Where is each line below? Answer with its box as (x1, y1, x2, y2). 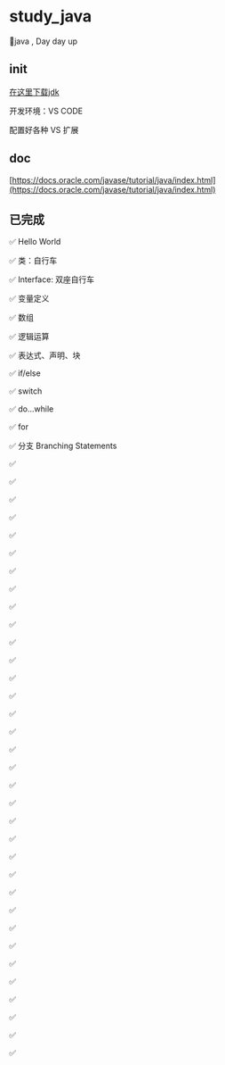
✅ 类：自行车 (9, 255, 58, 266)
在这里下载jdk (9, 87, 60, 97)
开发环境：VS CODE (9, 105, 84, 116)
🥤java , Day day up (9, 36, 78, 46)
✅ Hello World (9, 237, 61, 247)
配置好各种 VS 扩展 (9, 124, 79, 135)
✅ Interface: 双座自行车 (9, 274, 95, 285)
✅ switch (9, 386, 43, 396)
